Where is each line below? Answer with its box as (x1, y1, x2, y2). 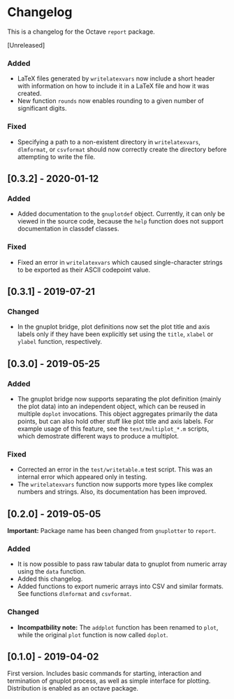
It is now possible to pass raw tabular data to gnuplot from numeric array (17, 560, 227, 568)
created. (17, 89, 42, 98)
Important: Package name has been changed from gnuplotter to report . (7, 527, 217, 534)
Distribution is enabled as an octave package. (7, 684, 138, 693)
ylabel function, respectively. (17, 338, 103, 346)
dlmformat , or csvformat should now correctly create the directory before (17, 145, 227, 153)
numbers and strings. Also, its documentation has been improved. (17, 487, 207, 496)
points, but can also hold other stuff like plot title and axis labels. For (17, 417, 214, 425)
